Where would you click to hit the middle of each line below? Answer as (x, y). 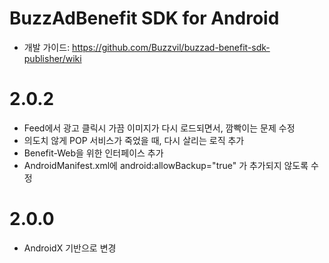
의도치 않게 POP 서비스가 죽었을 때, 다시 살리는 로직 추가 (134, 140)
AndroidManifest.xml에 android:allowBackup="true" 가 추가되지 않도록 (166, 165)
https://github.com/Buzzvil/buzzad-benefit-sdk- (171, 47)
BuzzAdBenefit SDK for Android (144, 18)
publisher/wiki (52, 58)
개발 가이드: (47, 47)
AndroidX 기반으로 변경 (70, 248)
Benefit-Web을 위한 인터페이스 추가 (93, 153)
